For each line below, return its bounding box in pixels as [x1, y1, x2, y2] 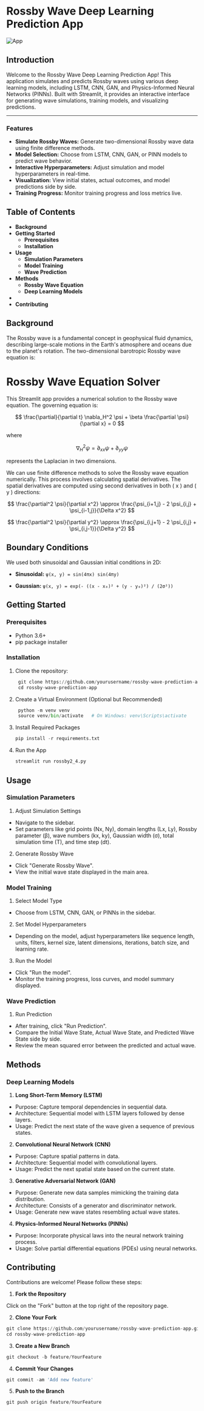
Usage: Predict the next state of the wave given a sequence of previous [15, 1123, 195, 1130]
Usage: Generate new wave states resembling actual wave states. [15, 1208, 180, 1215]
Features [6, 124, 33, 132]
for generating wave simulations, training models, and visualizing [6, 97, 169, 104]
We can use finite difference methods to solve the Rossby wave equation [6, 469, 189, 477]
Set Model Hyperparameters [15, 921, 87, 928]
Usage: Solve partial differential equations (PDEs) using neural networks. [15, 1245, 197, 1252]
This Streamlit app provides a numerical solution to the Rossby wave [6, 395, 177, 402]
